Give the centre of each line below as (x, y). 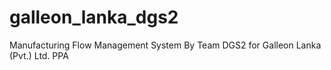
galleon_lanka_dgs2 (94, 17)
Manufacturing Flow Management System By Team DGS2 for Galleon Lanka (165, 45)
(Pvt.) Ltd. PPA (39, 55)
